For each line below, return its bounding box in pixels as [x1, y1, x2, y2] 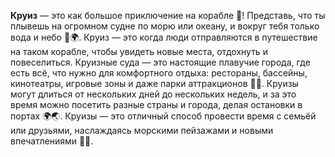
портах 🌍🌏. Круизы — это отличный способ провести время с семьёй [10, 110, 317, 122]
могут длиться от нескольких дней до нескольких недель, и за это [10, 88, 297, 100]
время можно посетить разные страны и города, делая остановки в [10, 99, 303, 110]
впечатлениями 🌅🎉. [10, 135, 94, 147]
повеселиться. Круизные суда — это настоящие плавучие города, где [10, 56, 311, 68]
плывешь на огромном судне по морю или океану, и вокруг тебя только [10, 20, 320, 32]
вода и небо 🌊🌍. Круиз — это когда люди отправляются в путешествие [10, 31, 318, 43]
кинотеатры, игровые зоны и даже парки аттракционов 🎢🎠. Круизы [10, 78, 299, 89]
